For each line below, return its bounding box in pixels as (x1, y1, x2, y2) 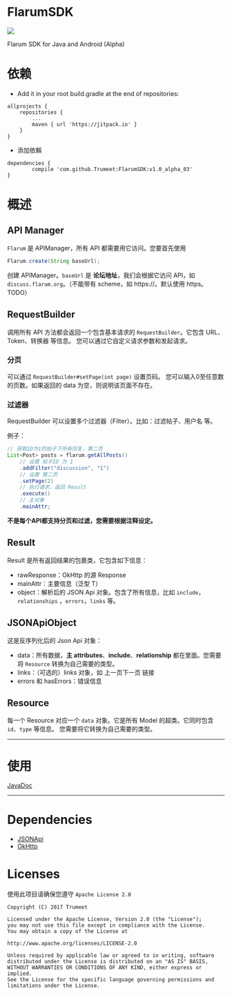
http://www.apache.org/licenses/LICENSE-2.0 (7, 940, 137, 947)
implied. (7, 970, 32, 977)
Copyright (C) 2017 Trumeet (7, 904, 88, 911)
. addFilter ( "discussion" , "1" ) (19, 464, 110, 471)
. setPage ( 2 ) (19, 477, 54, 484)
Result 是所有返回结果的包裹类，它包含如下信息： (7, 556, 148, 564)
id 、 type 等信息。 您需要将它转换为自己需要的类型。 (7, 725, 157, 733)
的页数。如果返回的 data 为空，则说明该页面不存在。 (7, 381, 157, 389)
